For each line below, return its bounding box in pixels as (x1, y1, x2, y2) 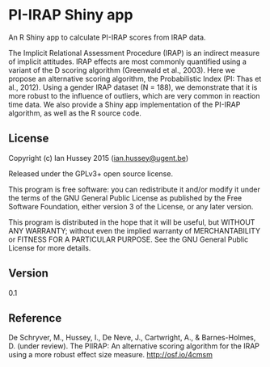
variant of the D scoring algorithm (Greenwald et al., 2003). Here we (8, 65, 236, 74)
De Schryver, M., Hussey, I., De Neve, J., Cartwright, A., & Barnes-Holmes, (8, 333, 256, 343)
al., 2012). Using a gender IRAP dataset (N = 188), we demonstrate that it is (8, 82, 258, 92)
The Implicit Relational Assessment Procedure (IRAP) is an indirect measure (8, 48, 260, 57)
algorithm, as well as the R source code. (8, 108, 141, 118)
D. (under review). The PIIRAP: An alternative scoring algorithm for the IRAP (8, 341, 260, 351)
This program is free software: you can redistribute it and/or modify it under (8, 184, 260, 194)
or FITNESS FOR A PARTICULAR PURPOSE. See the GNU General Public (8, 234, 249, 244)
